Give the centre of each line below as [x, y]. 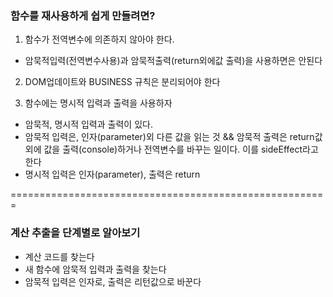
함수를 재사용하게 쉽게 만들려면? [83, 15]
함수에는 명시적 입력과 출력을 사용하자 [98, 103]
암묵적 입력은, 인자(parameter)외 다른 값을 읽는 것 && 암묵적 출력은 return [169, 137]
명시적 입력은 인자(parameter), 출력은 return [112, 174]
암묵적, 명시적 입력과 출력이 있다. [88, 124]
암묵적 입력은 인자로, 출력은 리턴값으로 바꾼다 [113, 281]
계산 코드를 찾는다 [59, 256]
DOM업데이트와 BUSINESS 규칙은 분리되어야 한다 [122, 82]
